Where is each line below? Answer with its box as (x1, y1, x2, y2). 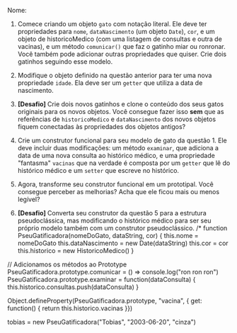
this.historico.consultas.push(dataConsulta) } (7, 283, 139, 291)
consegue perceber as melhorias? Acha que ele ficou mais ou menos (17, 188, 220, 196)
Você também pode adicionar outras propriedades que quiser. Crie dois (17, 50, 227, 58)
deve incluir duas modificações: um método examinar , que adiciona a (17, 144, 219, 152)
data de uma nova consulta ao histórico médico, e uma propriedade (17, 152, 216, 159)
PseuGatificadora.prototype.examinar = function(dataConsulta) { (7, 276, 196, 283)
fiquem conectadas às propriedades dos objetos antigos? (17, 123, 186, 130)
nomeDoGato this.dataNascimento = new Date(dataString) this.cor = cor (17, 239, 229, 247)
